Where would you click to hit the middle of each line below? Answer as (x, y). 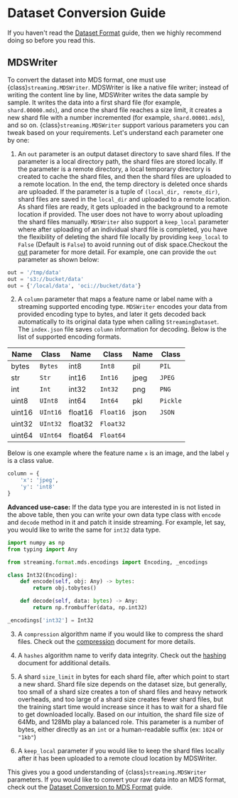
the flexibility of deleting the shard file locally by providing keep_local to (123, 236)
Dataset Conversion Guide (87, 13)
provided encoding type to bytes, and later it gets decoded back (112, 315)
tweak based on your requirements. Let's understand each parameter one (115, 132)
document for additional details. (64, 662)
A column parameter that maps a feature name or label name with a (115, 299)
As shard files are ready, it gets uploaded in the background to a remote (123, 207)
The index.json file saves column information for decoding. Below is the (122, 329)
